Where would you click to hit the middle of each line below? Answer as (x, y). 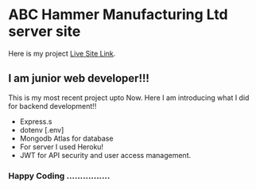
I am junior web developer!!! (79, 78)
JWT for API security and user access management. (105, 155)
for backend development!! (52, 106)
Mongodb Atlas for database (66, 138)
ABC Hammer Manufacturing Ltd (118, 15)
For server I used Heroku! (62, 147)
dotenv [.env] (42, 129)
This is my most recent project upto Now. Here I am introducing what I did (129, 98)
